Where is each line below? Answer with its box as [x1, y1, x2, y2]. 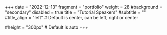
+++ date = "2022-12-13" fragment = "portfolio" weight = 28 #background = [5, 4, 163, 10]
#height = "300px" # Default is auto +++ [5, 24, 89, 30]
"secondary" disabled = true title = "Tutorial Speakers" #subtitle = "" [5, 9, 146, 15]
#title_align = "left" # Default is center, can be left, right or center [5, 15, 138, 20]
